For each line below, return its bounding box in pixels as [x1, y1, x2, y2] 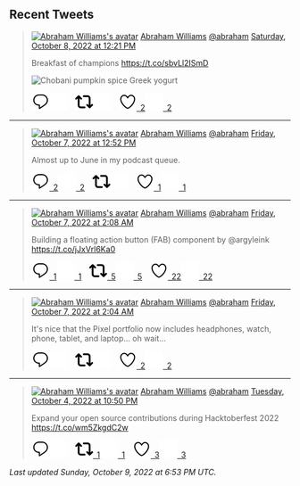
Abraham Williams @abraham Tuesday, [139, 385, 285, 396]
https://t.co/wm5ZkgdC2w [30, 422, 129, 432]
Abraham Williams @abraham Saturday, [139, 30, 287, 41]
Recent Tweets [9, 7, 95, 22]
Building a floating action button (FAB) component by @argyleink [30, 234, 270, 244]
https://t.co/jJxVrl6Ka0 [30, 243, 116, 254]
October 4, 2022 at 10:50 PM [30, 395, 138, 406]
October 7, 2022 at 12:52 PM [30, 137, 137, 148]
